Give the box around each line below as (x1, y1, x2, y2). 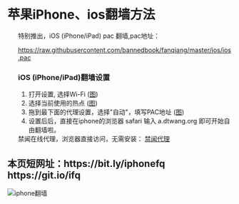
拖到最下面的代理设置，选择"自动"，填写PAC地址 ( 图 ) (28, 108, 185, 116)
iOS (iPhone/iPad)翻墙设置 (17, 72, 111, 82)
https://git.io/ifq (7, 169, 81, 181)
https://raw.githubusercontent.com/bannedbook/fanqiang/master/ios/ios (17, 46, 232, 54)
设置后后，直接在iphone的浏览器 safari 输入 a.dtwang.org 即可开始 (28, 117, 224, 126)
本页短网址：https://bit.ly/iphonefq (7, 158, 166, 170)
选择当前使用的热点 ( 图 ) (28, 99, 98, 108)
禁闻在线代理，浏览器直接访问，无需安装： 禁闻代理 (17, 135, 170, 143)
